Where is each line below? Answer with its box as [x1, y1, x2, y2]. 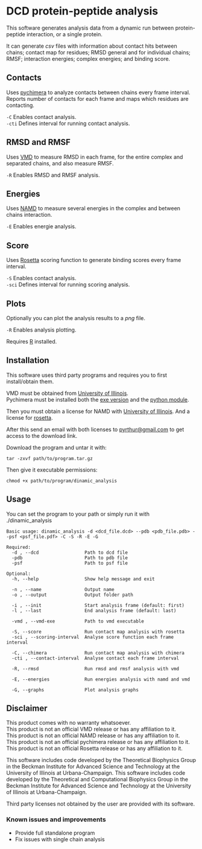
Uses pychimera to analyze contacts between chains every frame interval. [6, 89, 191, 96]
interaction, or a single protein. [26, 30, 103, 37]
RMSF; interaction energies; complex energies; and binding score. [6, 55, 171, 62]
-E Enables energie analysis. [6, 223, 77, 230]
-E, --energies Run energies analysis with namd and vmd [11, 676, 190, 682]
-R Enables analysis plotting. [6, 326, 77, 333]
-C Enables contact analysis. [6, 113, 77, 120]
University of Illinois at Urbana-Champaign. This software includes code [6, 769, 186, 777]
